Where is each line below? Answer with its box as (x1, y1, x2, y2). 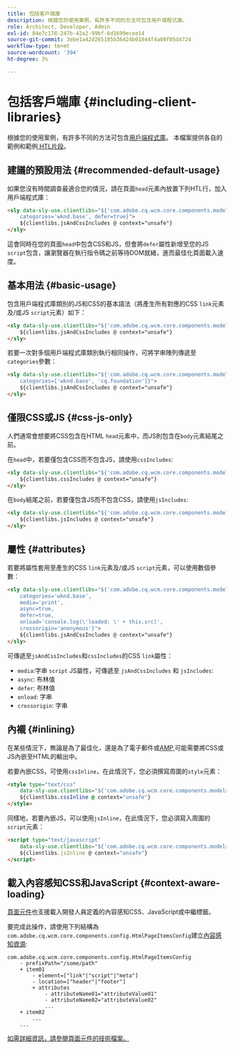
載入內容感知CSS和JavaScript (7, 877, 139, 888)
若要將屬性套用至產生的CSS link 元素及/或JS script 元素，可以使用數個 (7, 563, 210, 572)
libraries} (7, 109, 62, 125)
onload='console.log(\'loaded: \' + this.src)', (19, 618, 164, 625)
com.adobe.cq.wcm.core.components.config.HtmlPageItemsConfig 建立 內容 (7, 931, 216, 939)
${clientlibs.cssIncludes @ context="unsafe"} (19, 475, 157, 482)
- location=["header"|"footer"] (32, 979, 127, 985)
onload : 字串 (17, 692, 52, 701)
